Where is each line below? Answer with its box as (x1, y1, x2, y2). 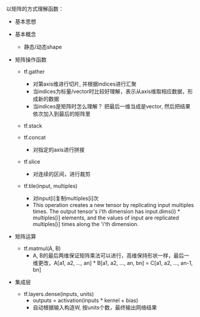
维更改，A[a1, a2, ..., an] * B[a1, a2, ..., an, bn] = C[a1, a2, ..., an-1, (32, 260, 193, 266)
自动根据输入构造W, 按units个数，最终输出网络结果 (32, 304, 157, 311)
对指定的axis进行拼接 (32, 146, 85, 153)
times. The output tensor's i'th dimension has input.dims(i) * (32, 208, 180, 215)
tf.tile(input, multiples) (23, 182, 78, 190)
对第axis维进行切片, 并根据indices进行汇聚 (32, 80, 137, 87)
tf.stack (23, 122, 42, 129)
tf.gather (23, 68, 45, 75)
